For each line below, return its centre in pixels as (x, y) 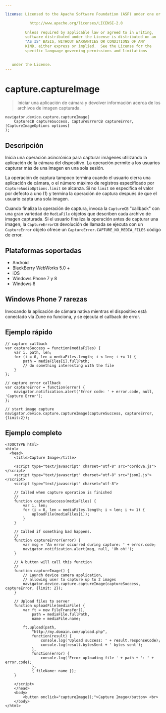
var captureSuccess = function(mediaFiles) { (53, 348)
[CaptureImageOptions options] (37, 126)
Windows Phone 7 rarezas (46, 299)
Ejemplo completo (34, 433)
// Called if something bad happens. (53, 531)
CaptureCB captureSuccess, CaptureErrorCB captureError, (74, 122)
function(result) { (52, 636)
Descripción (24, 146)
